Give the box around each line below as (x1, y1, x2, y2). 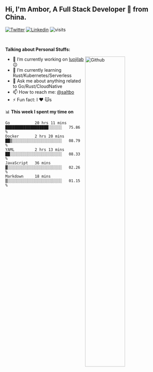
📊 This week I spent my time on (5, 108, 74, 115)
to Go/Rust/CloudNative (12, 83, 62, 89)
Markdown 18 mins (5, 174, 51, 179)
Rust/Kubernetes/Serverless (12, 72, 72, 78)
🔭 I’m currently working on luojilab (12, 56, 84, 62)
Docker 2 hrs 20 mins (5, 133, 65, 139)
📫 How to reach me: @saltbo (12, 89, 74, 95)
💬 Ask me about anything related (12, 77, 81, 84)
